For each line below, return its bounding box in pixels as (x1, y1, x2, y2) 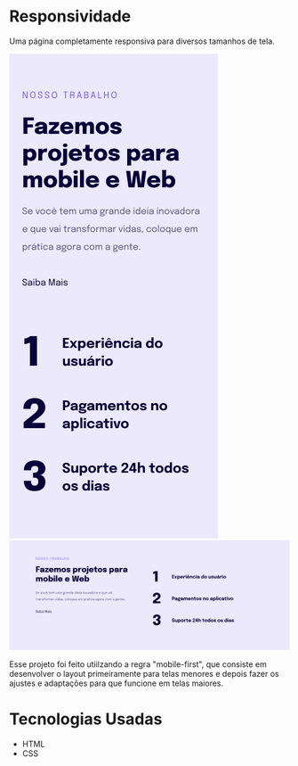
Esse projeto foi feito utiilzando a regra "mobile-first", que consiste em (9, 659, 267, 670)
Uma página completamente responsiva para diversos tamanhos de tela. (9, 36, 276, 46)
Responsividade (9, 6, 132, 27)
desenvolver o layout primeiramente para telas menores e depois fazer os (9, 669, 279, 680)
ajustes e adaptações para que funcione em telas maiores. (9, 678, 224, 688)
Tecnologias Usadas (9, 709, 163, 729)
